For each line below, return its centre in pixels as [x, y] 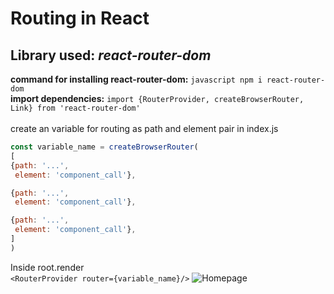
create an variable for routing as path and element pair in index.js [144, 128]
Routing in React [80, 18]
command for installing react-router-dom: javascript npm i [136, 79]
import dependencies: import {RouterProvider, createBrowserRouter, [157, 98]
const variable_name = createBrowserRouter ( [104, 147]
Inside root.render [47, 267]
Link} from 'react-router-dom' [75, 108]
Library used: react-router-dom [111, 55]
